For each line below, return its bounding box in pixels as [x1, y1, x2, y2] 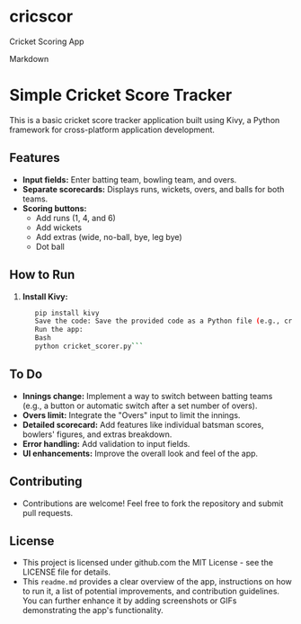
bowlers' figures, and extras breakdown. [22, 429, 173, 440]
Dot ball [35, 241, 65, 252]
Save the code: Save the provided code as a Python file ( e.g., [34, 316, 280, 325]
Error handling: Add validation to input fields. [22, 438, 190, 449]
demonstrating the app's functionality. [22, 605, 164, 616]
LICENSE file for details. [22, 566, 111, 577]
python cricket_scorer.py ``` [34, 342, 144, 351]
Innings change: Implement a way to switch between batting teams [22, 390, 273, 401]
